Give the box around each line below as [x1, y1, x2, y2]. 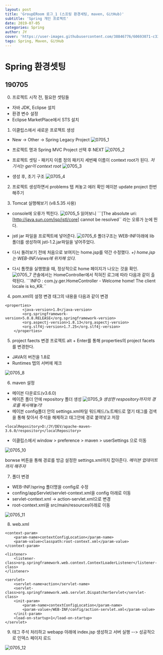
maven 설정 [12, 380, 35, 386]
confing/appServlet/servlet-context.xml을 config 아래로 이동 [12, 490, 131, 496]
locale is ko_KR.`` [12, 283, 47, 289]
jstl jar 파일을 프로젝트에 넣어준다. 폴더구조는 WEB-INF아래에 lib [12, 233, 154, 238]
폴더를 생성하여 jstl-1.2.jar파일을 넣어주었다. [12, 239, 96, 245]
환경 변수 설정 [12, 110, 38, 117]
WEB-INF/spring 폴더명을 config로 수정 [12, 484, 89, 489]
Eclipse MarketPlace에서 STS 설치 [12, 117, 79, 122]
